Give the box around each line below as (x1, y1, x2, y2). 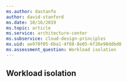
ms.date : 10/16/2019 (6, 19, 57, 25)
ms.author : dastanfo (6, 8, 57, 15)
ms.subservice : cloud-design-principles (6, 36, 107, 42)
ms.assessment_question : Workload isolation (6, 47, 116, 53)
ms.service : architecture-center (6, 30, 88, 36)
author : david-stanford (6, 14, 64, 20)
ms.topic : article (6, 25, 51, 31)
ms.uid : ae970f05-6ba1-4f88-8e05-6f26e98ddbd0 (6, 42, 122, 47)
